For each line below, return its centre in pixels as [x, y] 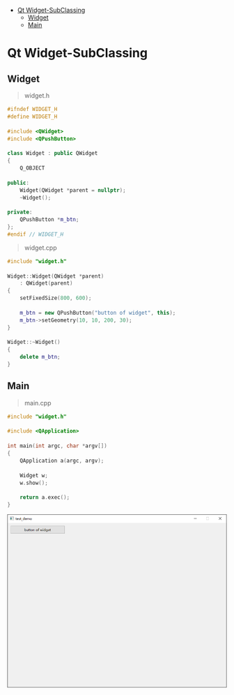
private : [20, 212]
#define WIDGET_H [32, 117]
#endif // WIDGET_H [36, 234]
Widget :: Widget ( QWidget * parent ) [56, 276]
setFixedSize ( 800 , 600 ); [56, 298]
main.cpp [38, 403]
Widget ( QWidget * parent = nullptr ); [73, 190]
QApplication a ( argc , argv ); [62, 461]
